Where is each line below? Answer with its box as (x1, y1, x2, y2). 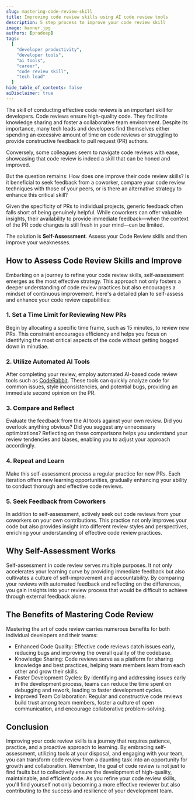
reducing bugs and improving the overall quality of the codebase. (14, 649, 172, 656)
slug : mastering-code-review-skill (6, 8, 93, 15)
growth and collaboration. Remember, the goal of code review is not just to (6, 763, 186, 770)
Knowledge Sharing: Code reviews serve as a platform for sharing (14, 655, 173, 662)
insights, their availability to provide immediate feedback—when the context (6, 215, 189, 222)
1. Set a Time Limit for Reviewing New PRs (6, 311, 127, 319)
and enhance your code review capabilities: (6, 296, 111, 303)
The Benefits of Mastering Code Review (6, 610, 154, 620)
